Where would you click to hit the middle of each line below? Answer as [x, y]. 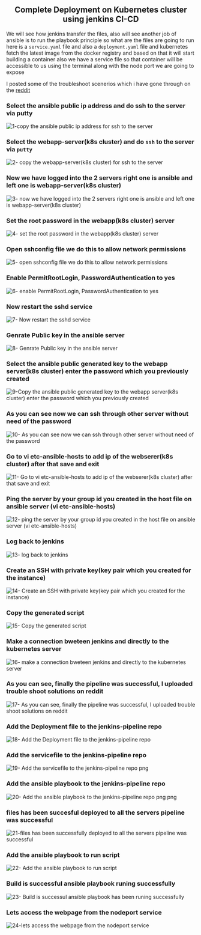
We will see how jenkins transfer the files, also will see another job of [91, 34]
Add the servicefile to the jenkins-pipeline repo [76, 755]
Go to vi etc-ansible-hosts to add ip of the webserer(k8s [90, 456]
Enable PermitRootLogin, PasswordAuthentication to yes [91, 278]
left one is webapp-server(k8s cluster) [64, 186]
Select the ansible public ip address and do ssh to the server [96, 106]
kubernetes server [34, 649]
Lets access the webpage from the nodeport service [84, 912]
